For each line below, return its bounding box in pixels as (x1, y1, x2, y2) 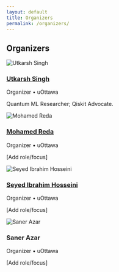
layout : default (6, 9, 48, 15)
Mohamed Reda (6, 127, 54, 136)
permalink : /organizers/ (6, 20, 70, 26)
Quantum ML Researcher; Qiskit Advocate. (6, 100, 114, 108)
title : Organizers (6, 15, 53, 21)
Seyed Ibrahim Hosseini (6, 180, 78, 189)
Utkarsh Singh (6, 75, 50, 83)
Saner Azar (6, 233, 41, 242)
